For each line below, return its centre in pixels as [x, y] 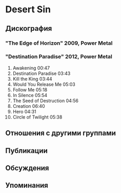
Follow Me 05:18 [30, 90]
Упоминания [27, 186]
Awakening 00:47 [31, 68]
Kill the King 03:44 [32, 79]
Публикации [26, 151]
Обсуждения [27, 168]
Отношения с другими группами [61, 133]
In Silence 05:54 [30, 95]
